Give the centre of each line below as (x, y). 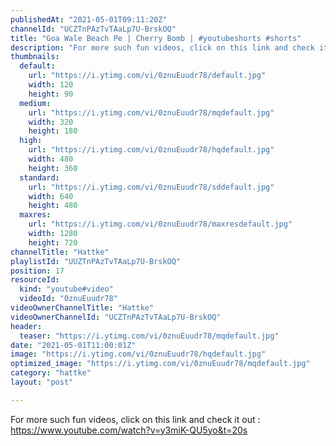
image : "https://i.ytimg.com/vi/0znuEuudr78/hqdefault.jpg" (138, 354)
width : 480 (51, 159)
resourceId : (35, 280)
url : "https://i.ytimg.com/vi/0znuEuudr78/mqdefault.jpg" (151, 112)
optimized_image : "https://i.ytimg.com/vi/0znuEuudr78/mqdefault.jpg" (160, 364)
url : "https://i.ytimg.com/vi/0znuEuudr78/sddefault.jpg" (151, 187)
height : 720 (53, 242)
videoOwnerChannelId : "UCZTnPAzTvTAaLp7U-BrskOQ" (116, 317)
